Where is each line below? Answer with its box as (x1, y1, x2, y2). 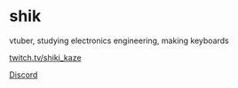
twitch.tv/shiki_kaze (9, 52, 82, 62)
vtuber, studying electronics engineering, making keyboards (9, 35, 229, 46)
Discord (9, 69, 38, 80)
